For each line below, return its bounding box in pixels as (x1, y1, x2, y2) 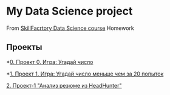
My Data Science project (6, 4, 133, 18)
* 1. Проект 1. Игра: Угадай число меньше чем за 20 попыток (6, 70, 164, 77)
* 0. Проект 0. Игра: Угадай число (6, 58, 93, 65)
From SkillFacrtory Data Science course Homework (6, 24, 135, 32)
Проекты (6, 42, 42, 52)
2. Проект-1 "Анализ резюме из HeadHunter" (6, 82, 122, 89)
